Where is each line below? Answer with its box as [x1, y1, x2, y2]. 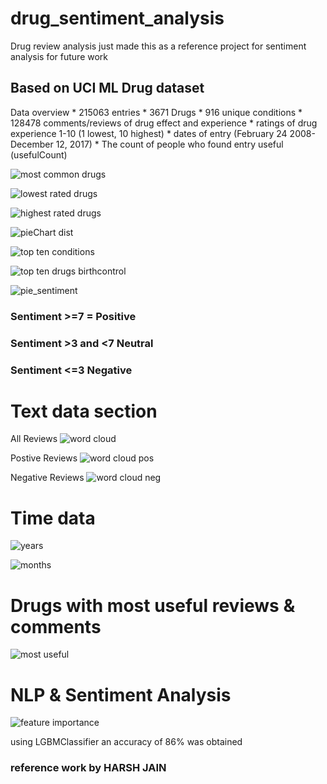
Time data [10, 507, 96, 529]
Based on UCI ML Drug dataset [10, 80, 205, 97]
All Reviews [10, 433, 58, 445]
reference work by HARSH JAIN [10, 761, 167, 775]
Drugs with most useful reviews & [10, 594, 296, 617]
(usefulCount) [10, 148, 68, 161]
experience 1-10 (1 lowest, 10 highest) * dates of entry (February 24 [10, 127, 288, 139]
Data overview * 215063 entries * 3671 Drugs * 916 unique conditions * [10, 106, 303, 118]
